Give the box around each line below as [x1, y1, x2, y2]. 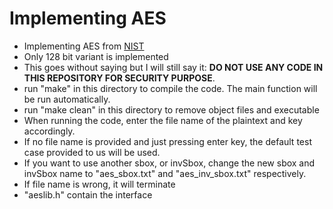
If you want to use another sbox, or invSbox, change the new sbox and [23, 157, 316, 169]
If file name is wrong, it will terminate [23, 178, 176, 190]
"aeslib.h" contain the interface [23, 188, 153, 201]
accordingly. [23, 125, 76, 137]
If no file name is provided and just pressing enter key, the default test [23, 135, 312, 147]
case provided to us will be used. [23, 146, 161, 158]
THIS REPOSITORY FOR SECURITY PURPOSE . [23, 72, 216, 84]
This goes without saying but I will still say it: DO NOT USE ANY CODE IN [23, 61, 324, 73]
